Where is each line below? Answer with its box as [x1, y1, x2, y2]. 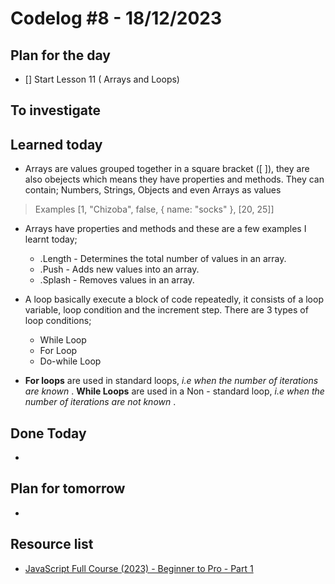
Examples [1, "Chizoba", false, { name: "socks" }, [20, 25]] [34, 203, 275, 216]
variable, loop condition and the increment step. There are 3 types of [24, 304, 309, 316]
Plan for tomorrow [10, 480, 126, 497]
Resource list [10, 536, 94, 553]
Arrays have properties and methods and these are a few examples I [24, 223, 307, 235]
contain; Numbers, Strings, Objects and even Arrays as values [24, 184, 282, 196]
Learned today [10, 136, 103, 153]
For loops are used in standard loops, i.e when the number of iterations [24, 375, 319, 387]
